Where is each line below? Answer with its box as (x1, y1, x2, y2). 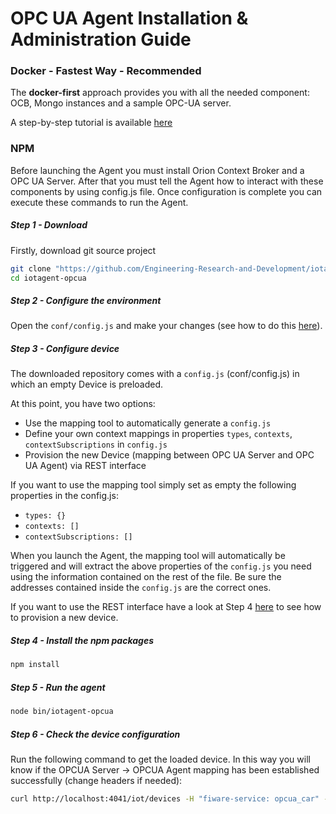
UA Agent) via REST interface (24, 460, 147, 472)
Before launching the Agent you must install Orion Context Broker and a (10, 164, 305, 176)
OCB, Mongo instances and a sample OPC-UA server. (10, 97, 232, 109)
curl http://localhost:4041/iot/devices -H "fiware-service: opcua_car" (10, 794, 320, 804)
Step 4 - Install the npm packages (10, 635, 155, 647)
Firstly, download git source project (10, 244, 157, 256)
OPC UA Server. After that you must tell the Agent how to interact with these (10, 175, 324, 187)
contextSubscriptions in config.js (24, 438, 168, 451)
